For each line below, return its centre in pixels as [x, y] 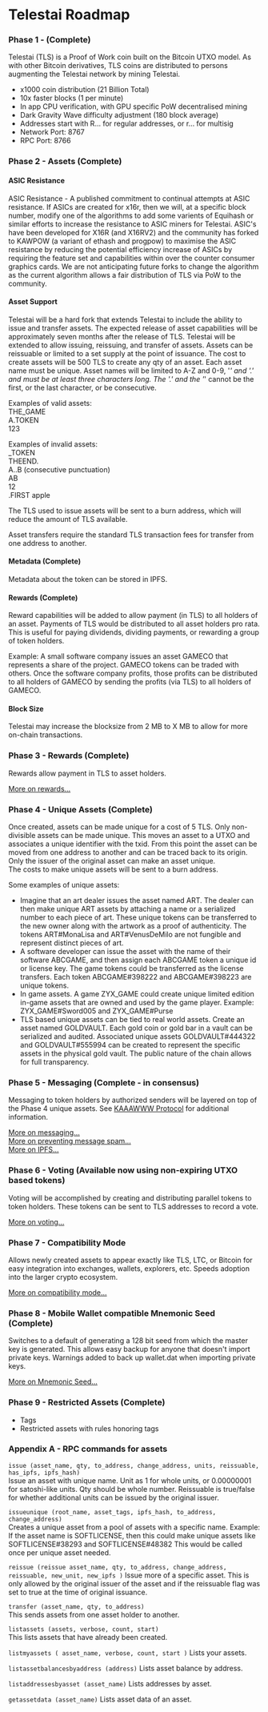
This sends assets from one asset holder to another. [94, 1614]
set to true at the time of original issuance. [78, 1592]
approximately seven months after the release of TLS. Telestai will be [122, 336]
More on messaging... [44, 1133]
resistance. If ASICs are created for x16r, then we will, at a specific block [127, 206]
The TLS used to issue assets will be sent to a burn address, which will [125, 511]
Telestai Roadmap [69, 15]
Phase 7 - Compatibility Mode [67, 1242]
